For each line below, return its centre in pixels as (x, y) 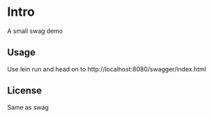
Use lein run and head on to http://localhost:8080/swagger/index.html (106, 69)
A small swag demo (35, 31)
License (25, 91)
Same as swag (28, 107)
